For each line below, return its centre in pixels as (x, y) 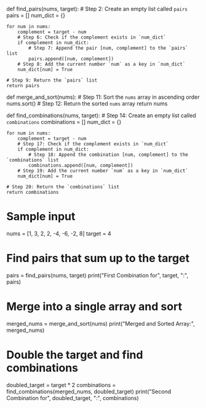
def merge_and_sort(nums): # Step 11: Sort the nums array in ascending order (103, 97)
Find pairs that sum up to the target (98, 259)
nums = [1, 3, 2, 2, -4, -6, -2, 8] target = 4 (59, 233)
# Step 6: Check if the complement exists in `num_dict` (92, 37)
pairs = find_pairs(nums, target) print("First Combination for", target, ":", (97, 275)
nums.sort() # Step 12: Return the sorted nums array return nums (87, 103)
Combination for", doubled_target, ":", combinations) (73, 398)
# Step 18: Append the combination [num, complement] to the (109, 155)
